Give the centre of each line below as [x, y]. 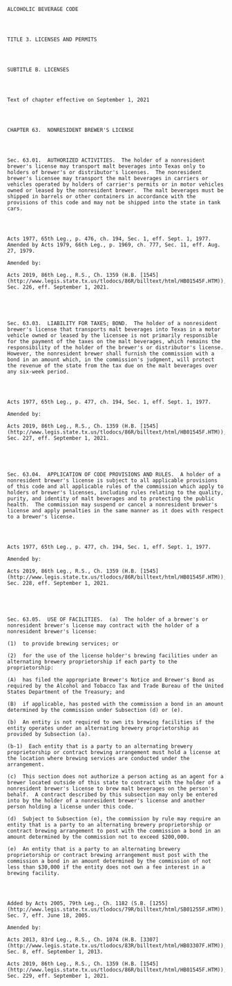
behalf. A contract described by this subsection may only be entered [112, 795]
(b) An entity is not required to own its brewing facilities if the [111, 722]
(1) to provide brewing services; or [63, 644]
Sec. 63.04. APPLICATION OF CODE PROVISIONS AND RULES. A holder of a [114, 474]
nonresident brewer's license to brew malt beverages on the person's [111, 789]
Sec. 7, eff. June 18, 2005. [49, 916]
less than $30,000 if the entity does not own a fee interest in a [106, 867]
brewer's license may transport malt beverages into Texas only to [106, 166]
